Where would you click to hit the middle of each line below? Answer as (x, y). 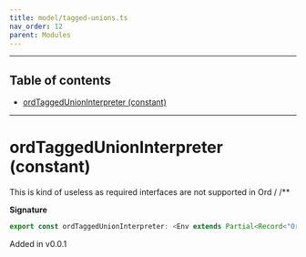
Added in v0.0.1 (38, 244)
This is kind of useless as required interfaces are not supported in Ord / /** (150, 192)
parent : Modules (40, 35)
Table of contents (60, 80)
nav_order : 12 (36, 26)
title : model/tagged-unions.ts (69, 18)
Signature (29, 210)
